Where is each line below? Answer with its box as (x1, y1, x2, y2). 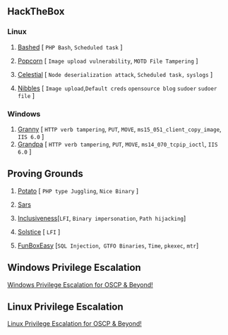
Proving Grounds (7, 168, 83, 180)
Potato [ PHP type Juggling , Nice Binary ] (17, 186, 139, 195)
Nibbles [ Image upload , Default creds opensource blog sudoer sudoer (17, 84, 217, 92)
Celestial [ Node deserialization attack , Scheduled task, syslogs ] (17, 70, 213, 78)
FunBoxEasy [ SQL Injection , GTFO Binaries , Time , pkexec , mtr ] (17, 241, 199, 250)
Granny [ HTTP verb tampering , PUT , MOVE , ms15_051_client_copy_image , (17, 125, 222, 133)
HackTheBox (7, 6, 65, 18)
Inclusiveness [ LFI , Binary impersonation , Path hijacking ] (17, 214, 186, 222)
